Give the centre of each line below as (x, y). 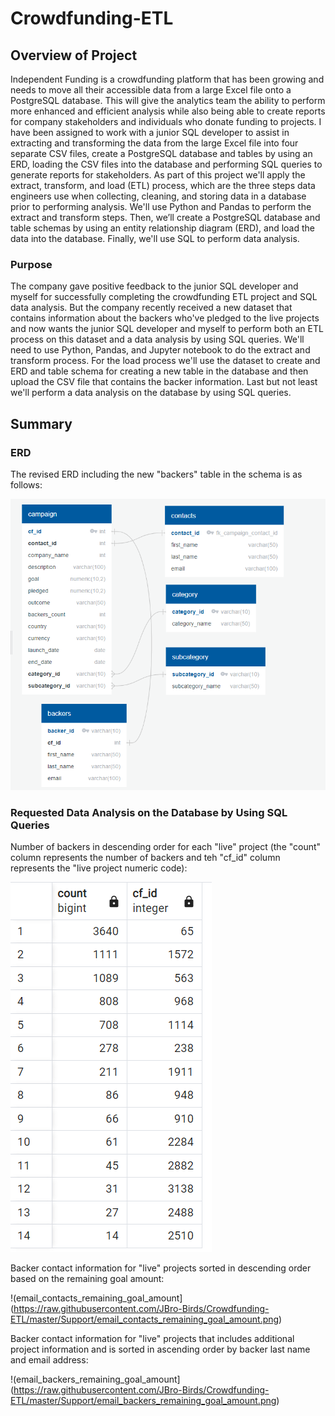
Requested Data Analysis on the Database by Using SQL (149, 812)
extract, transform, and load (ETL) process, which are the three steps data (163, 185)
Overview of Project (74, 55)
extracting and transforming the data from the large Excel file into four (154, 143)
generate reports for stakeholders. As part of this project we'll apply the (158, 175)
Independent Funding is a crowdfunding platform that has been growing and (167, 79)
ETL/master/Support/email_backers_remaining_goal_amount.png (143, 1401)
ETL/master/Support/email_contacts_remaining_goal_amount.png (145, 1319)
